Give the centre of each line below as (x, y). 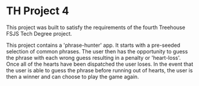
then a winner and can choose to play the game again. (73, 77)
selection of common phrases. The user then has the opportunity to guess (97, 51)
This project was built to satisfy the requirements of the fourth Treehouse (96, 27)
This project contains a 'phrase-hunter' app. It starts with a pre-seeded (93, 45)
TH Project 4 (38, 11)
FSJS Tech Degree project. (39, 33)
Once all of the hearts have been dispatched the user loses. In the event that (100, 64)
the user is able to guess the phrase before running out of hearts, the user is (99, 70)
